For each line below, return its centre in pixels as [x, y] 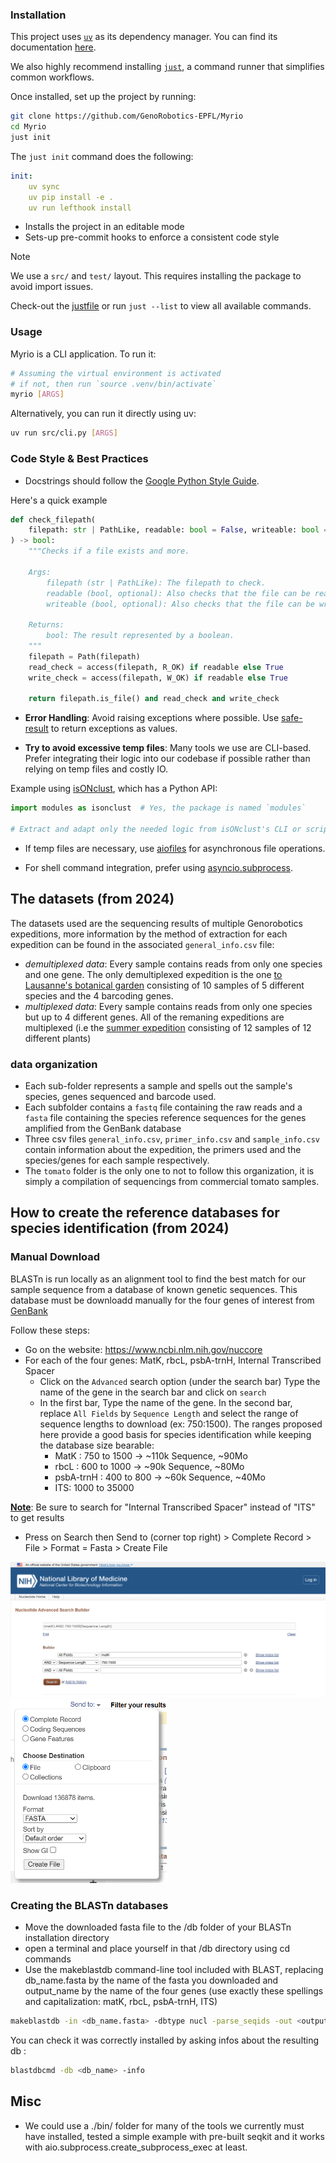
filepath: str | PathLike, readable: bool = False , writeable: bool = [178, 530]
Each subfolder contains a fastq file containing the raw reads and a [163, 1107]
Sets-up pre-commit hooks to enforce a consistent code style [152, 237]
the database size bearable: [97, 1445]
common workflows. [52, 77]
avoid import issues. [52, 287]
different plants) [58, 1038]
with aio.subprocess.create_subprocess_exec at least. [136, 2147]
